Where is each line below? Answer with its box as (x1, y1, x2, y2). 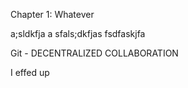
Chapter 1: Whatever (10, 9, 95, 20)
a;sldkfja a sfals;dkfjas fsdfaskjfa (10, 28, 146, 39)
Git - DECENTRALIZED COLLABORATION (10, 47, 179, 59)
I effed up (10, 67, 50, 78)
